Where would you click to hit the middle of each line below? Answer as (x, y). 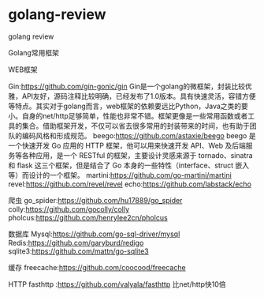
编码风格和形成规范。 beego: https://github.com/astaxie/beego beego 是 (139, 135)
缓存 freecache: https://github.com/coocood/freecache (97, 267)
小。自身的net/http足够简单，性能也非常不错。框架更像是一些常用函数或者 (128, 115)
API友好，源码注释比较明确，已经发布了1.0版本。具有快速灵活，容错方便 (139, 96)
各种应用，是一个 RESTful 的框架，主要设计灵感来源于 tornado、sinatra (138, 155)
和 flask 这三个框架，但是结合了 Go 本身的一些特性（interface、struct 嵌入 (129, 165)
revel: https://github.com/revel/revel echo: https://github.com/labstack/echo (130, 184)
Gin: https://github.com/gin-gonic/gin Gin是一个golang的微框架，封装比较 (127, 86)
